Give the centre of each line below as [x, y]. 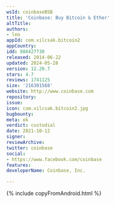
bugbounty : [20, 114]
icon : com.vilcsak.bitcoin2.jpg [47, 108]
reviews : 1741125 [28, 80]
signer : [16, 137]
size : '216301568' [30, 86]
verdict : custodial [31, 126]
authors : [17, 29]
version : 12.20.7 [28, 69]
